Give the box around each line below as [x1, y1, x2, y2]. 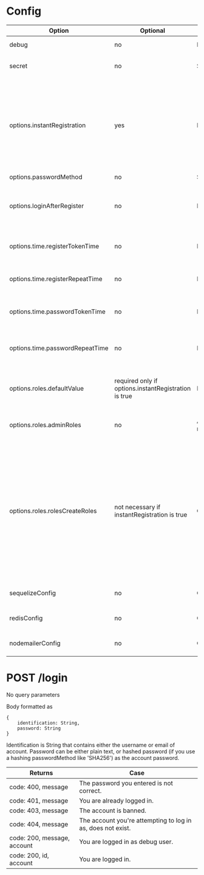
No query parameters [6, 691, 60, 698]
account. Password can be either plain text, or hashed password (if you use [6, 747, 195, 755]
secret [9, 61, 28, 70]
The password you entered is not [78, 779, 173, 787]
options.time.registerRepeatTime [9, 274, 103, 283]
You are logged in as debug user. [78, 837, 174, 846]
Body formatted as [6, 703, 53, 710]
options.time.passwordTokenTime [9, 307, 106, 316]
